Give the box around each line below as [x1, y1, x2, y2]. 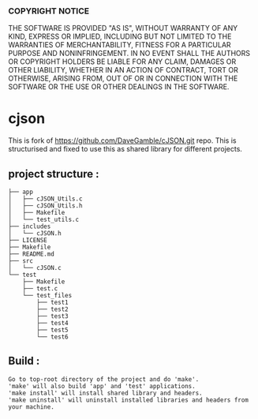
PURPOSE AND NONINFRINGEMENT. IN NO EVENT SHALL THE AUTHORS [8, 49, 251, 58]
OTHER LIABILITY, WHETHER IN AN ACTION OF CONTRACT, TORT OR [8, 65, 238, 75]
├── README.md [8, 250, 55, 258]
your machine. [8, 402, 55, 411]
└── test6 [36, 333, 69, 341]
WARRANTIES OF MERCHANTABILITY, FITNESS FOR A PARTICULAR [8, 40, 231, 50]
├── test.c [22, 285, 58, 293]
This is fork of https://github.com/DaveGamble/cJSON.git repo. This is [8, 136, 237, 145]
